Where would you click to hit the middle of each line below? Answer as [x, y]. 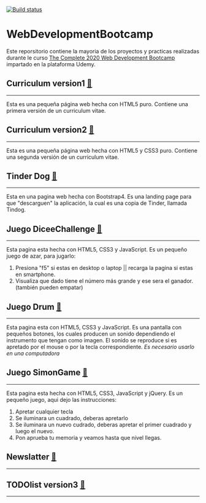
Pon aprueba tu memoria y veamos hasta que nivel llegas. [88, 437]
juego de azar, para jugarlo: [41, 256]
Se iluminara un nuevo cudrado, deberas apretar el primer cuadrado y [103, 424]
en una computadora [33, 353]
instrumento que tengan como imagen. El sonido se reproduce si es [92, 340]
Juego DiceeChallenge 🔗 [54, 229]
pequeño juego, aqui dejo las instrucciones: [62, 399]
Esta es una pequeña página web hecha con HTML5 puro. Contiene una [97, 104]
